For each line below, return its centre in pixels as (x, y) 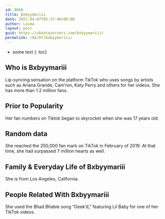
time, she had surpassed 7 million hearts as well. (55, 151)
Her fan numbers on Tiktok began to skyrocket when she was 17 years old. (82, 118)
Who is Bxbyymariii (36, 68)
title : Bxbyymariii (25, 14)
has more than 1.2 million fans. (36, 90)
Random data (26, 134)
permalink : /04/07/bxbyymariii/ (39, 38)
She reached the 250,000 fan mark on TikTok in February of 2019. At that (80, 146)
